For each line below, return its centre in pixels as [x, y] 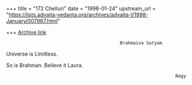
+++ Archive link [26, 32]
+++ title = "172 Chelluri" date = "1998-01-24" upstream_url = [81, 8]
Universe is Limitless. [32, 54]
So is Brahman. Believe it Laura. [45, 65]
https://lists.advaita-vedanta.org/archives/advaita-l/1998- [79, 15]
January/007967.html [32, 21]
